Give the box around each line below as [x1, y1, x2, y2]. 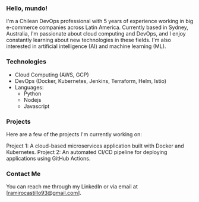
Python [23, 90, 42, 97]
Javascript [23, 102, 50, 110]
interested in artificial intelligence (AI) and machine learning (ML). [6, 43, 166, 50]
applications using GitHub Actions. [6, 155, 91, 162]
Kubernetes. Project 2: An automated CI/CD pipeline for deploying [6, 148, 168, 155]
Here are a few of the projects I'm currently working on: [6, 130, 143, 137]
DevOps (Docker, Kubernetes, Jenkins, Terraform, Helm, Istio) [14, 77, 166, 84]
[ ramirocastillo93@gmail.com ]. [6, 190, 82, 197]
